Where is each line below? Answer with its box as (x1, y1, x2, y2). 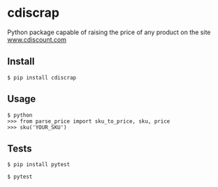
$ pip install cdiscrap (7, 74, 77, 81)
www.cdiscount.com (7, 35, 66, 43)
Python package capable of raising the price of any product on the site (7, 28, 211, 36)
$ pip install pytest (7, 161, 71, 168)
